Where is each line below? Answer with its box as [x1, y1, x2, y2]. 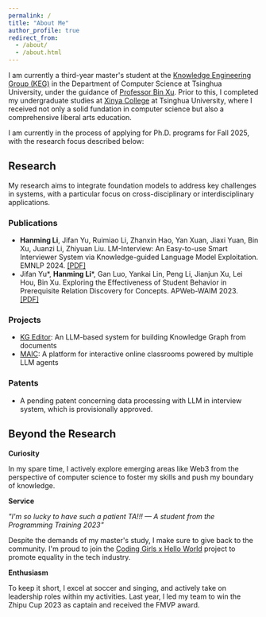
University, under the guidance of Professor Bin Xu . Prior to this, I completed [8, 87, 259, 96]
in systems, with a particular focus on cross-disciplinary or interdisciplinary [8, 188, 254, 199]
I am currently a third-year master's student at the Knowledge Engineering [8, 71, 252, 80]
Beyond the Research [8, 427, 117, 441]
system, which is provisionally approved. [19, 404, 153, 413]
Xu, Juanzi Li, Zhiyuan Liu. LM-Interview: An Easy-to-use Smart [19, 244, 228, 254]
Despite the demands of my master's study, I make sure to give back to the [8, 535, 254, 545]
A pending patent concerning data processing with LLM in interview [19, 395, 242, 406]
